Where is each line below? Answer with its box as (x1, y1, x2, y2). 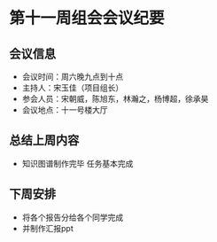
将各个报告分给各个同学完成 (21, 212, 124, 222)
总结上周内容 (9, 133, 80, 148)
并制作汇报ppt (21, 222, 74, 233)
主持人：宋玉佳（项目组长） (21, 82, 124, 93)
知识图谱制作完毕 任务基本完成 (21, 158, 134, 168)
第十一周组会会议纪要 (9, 8, 166, 28)
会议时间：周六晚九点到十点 (21, 72, 124, 82)
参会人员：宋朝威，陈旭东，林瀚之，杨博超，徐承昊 (21, 94, 209, 104)
